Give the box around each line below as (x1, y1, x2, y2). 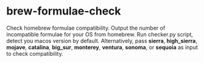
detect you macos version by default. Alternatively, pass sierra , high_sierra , (6, 37, 198, 44)
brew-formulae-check (6, 4, 121, 18)
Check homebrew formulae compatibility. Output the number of (6, 24, 166, 31)
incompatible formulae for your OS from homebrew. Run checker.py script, (6, 30, 194, 38)
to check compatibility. (6, 50, 63, 57)
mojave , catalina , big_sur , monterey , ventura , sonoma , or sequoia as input (6, 44, 198, 51)
